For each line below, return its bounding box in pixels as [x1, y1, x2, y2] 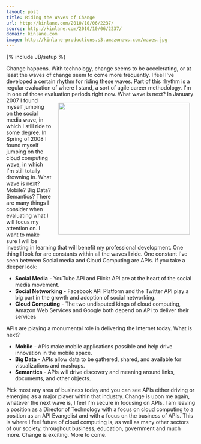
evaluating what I [6, 212, 49, 219]
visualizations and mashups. [14, 362, 85, 369]
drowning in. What [6, 174, 52, 180]
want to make [6, 231, 40, 238]
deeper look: [6, 263, 38, 270]
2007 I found [6, 97, 38, 104]
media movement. [14, 281, 60, 288]
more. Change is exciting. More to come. [6, 431, 107, 438]
